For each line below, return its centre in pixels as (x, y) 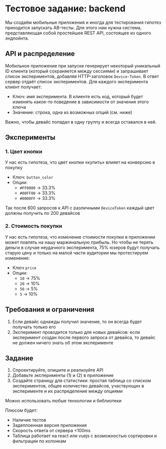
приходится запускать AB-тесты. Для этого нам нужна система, (74, 27)
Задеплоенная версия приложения (50, 425)
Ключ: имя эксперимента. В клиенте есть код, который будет (78, 96)
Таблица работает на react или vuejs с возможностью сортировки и (84, 436)
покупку (14, 168)
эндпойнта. (17, 38)
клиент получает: (24, 87)
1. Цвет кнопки (24, 152)
